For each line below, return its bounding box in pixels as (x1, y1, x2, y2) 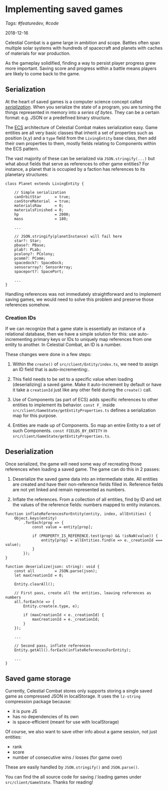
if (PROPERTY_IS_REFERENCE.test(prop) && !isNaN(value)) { (32, 533, 158, 538)
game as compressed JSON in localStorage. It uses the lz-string (5, 693, 141, 699)
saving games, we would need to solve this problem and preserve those (5, 296, 154, 302)
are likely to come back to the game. (5, 70, 80, 76)
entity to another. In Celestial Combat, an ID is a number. (5, 342, 122, 348)
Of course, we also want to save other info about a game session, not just (5, 728, 157, 734)
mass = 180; (14, 216, 69, 221)
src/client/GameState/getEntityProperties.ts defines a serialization (12, 407, 156, 413)
